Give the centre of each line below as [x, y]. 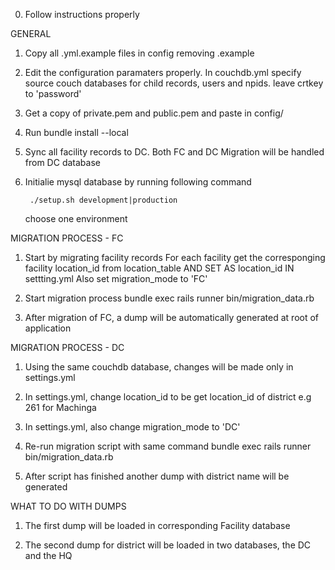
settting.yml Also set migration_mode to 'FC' [116, 278]
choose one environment [76, 218]
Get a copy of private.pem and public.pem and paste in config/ [154, 113]
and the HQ [48, 555]
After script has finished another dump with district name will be [157, 476]
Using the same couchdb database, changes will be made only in [159, 367]
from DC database [62, 162]
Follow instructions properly [82, 14]
